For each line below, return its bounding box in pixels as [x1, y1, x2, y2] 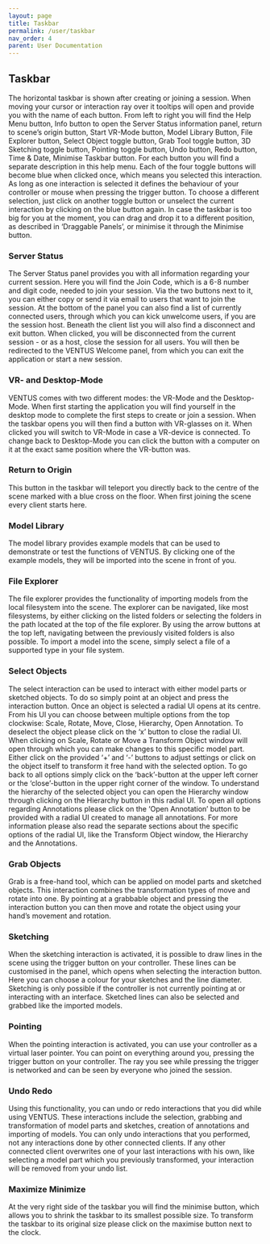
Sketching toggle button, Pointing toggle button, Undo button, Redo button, [8, 144, 258, 154]
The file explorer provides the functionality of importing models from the [8, 594, 248, 603]
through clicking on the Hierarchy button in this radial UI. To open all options [8, 795, 261, 805]
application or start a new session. [8, 354, 123, 364]
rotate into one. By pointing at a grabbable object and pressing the [8, 894, 229, 904]
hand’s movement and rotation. [8, 911, 111, 920]
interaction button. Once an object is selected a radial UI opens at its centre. [8, 701, 261, 711]
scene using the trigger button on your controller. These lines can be [8, 958, 236, 968]
